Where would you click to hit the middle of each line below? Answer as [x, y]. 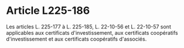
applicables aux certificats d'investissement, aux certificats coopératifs [92, 32]
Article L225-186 [48, 11]
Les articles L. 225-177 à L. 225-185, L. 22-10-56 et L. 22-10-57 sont [88, 27]
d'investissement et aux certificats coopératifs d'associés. [76, 39]
